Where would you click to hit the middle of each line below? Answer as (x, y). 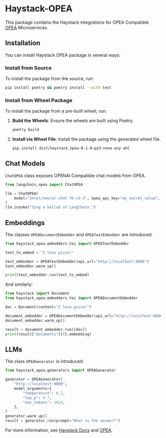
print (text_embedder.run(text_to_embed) (47, 275)
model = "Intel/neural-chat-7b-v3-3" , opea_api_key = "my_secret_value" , (87, 198)
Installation (23, 43)
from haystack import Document (37, 294)
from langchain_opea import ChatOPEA (44, 184)
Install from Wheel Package (39, 100)
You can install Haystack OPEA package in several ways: (63, 55)
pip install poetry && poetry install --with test (58, 88)
